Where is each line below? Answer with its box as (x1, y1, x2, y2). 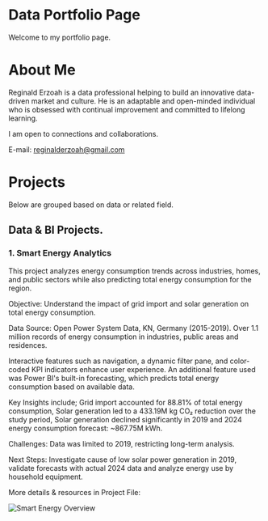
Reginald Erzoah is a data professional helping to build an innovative (8, 87, 236, 97)
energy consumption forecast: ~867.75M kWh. (8, 423, 163, 433)
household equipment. (8, 472, 83, 481)
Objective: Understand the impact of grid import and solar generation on (8, 299, 249, 308)
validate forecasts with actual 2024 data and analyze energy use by (8, 463, 234, 472)
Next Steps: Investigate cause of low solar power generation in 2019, (8, 455, 237, 464)
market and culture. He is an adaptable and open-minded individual (31, 95, 256, 106)
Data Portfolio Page (8, 6, 141, 24)
